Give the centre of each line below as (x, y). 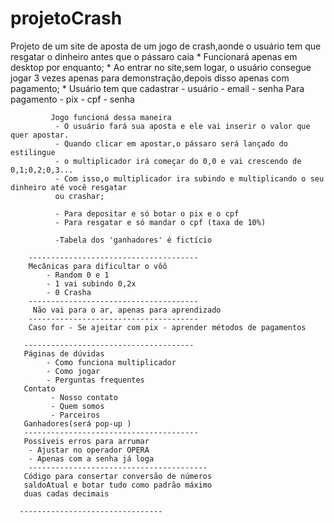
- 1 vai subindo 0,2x (91, 283)
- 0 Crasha (69, 292)
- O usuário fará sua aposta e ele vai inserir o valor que (182, 126)
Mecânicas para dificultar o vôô (98, 266)
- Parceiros (75, 415)
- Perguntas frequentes (95, 380)
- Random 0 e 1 (78, 275)
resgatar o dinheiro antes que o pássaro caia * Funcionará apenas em (154, 56)
